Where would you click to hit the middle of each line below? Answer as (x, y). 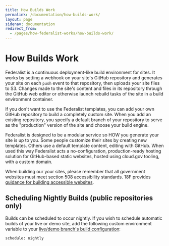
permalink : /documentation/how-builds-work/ (53, 15)
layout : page (19, 19)
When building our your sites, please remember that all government (75, 171)
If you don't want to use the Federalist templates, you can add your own (80, 109)
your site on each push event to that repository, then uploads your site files (82, 83)
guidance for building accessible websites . (50, 182)
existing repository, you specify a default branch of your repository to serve (84, 120)
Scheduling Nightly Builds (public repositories (79, 198)
